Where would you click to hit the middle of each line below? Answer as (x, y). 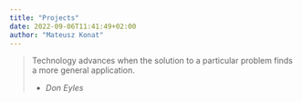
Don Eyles (64, 88)
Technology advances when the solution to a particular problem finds (162, 61)
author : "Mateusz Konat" (57, 35)
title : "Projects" (44, 18)
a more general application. (83, 70)
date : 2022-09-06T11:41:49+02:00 (73, 26)
